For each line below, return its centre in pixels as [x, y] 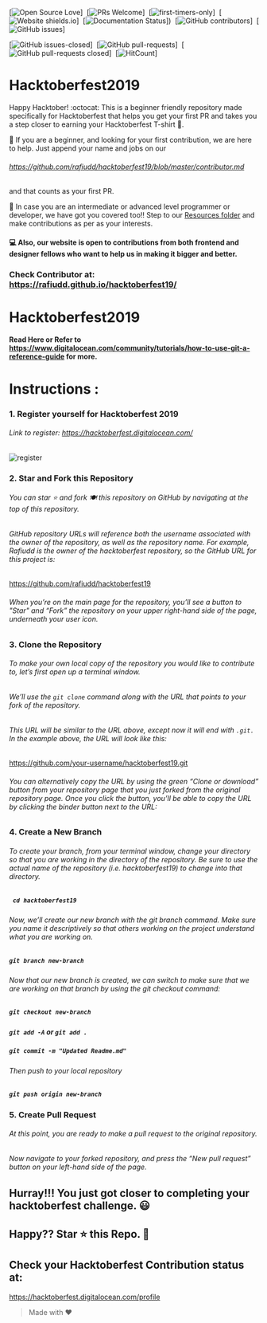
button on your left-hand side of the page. [78, 1167]
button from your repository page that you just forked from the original [125, 790]
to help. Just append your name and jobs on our [88, 148]
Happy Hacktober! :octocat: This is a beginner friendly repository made [126, 107]
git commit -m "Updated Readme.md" [68, 1051]
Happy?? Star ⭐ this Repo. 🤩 [79, 1234]
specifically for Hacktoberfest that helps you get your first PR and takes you [133, 116]
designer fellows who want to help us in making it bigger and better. [123, 253]
